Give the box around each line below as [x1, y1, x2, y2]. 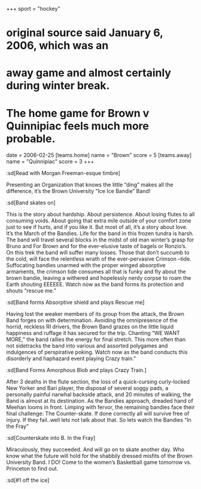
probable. [6, 132, 56, 146]
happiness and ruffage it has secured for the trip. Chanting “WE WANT [6, 330, 181, 337]
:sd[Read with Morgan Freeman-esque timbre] [6, 170, 121, 177]
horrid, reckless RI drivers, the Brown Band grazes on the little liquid [6, 323, 174, 330]
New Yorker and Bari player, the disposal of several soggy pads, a [6, 385, 169, 392]
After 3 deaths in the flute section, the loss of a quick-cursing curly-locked [6, 378, 190, 385]
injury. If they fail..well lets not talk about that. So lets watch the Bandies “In [6, 416, 191, 424]
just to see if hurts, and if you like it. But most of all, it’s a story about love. [6, 224, 188, 231]
